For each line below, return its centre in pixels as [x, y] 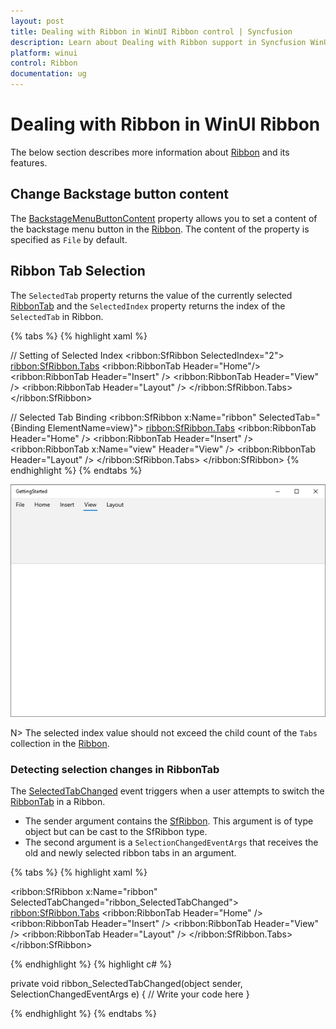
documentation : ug [48, 74]
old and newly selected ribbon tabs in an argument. [130, 853]
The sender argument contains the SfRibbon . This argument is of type [169, 821]
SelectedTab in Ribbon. [57, 316]
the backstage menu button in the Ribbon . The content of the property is [160, 229]
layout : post [37, 21]
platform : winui [44, 53]
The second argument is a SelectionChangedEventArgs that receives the [171, 842]
